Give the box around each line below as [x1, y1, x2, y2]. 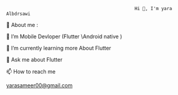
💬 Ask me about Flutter [6, 56, 63, 63]
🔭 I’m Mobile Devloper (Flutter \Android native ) [6, 33, 122, 40]
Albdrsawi [6, 11, 31, 17]
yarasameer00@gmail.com [6, 82, 73, 89]
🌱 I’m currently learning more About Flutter [6, 45, 112, 51]
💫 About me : [6, 22, 38, 28]
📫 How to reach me [6, 68, 56, 75]
